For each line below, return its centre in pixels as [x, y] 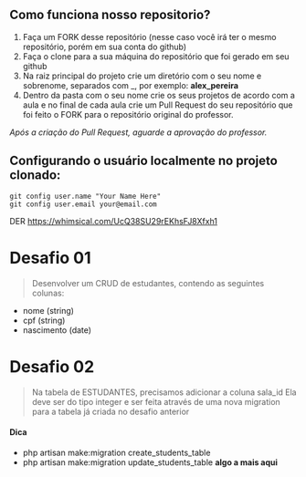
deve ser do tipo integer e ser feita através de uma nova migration [156, 401]
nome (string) [48, 310]
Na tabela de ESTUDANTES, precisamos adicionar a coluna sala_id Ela [164, 392]
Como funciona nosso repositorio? [110, 15]
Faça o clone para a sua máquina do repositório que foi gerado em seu [156, 56]
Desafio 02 [52, 366]
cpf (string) [44, 320]
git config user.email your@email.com [83, 204]
